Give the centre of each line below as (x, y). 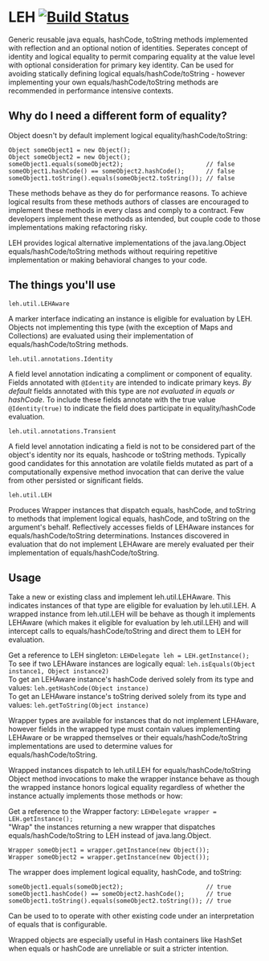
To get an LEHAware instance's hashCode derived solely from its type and (131, 680)
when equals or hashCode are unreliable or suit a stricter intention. (118, 949)
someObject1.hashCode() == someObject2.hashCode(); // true (120, 894)
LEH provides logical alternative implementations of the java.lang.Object (127, 243)
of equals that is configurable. (58, 925)
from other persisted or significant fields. (76, 480)
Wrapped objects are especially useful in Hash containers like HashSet (125, 940)
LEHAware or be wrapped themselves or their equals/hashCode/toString (128, 738)
